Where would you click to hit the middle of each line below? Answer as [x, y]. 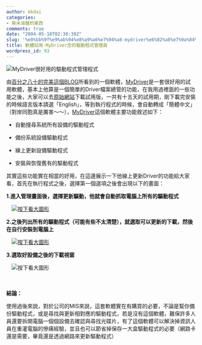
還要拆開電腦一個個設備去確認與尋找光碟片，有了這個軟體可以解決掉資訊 [101, 321]
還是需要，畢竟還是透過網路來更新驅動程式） [62, 336]
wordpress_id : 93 [28, 51]
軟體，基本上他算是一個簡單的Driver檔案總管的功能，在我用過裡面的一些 [100, 89]
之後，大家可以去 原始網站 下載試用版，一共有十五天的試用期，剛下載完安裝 [103, 96]
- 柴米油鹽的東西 [25, 23]
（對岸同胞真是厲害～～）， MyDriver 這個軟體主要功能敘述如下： [85, 111]
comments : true [25, 29]
